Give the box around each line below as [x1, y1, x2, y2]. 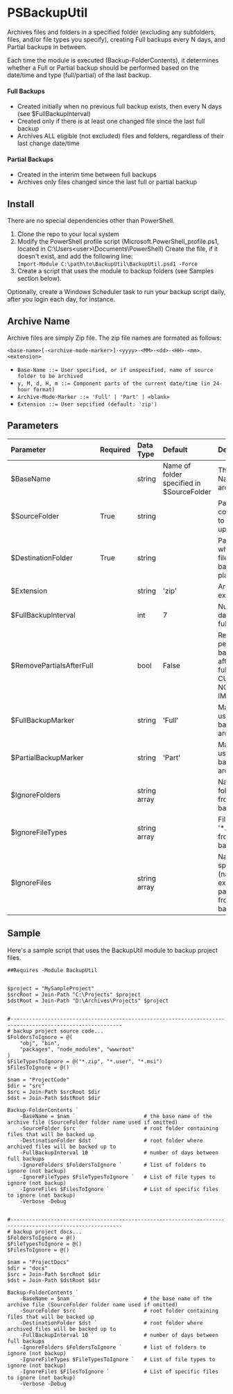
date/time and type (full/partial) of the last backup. [7, 71, 151, 79]
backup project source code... [13, 1027, 104, 1035]
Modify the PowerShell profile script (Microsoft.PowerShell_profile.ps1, [17, 238, 220, 246]
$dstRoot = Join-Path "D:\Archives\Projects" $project [7, 997, 169, 1004]
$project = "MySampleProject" [7, 985, 95, 992]
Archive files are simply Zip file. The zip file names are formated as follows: [7, 334, 222, 342]
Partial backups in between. [7, 42, 87, 51]
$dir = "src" [7, 1082, 45, 1089]
